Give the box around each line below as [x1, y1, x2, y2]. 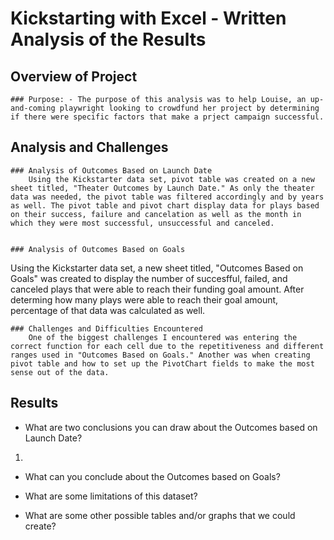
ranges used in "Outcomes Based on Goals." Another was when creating [10, 350, 311, 360]
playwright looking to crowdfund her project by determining [59, 103, 320, 113]
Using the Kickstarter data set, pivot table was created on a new [28, 174, 315, 184]
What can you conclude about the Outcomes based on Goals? [24, 470, 281, 482]
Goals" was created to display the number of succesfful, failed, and [10, 272, 288, 284]
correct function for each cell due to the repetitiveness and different [10, 341, 325, 351]
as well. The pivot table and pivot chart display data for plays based [10, 200, 320, 211]
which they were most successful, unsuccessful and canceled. [10, 218, 275, 228]
